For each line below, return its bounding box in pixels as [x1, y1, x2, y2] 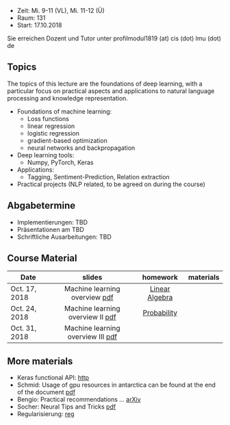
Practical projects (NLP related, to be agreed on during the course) [16, 180, 205, 188]
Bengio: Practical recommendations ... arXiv [16, 396, 142, 404]
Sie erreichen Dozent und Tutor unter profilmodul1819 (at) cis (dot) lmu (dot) [7, 34, 221, 42]
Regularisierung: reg [16, 410, 75, 418]
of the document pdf [16, 388, 76, 396]
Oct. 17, [10, 284, 37, 294]
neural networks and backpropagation [27, 144, 136, 152]
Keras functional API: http [16, 374, 90, 382]
